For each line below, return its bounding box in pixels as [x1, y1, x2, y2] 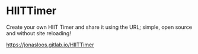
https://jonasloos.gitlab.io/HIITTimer [6, 41, 94, 48]
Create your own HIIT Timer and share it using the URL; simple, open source [6, 23, 193, 31]
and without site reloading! [6, 29, 71, 36]
